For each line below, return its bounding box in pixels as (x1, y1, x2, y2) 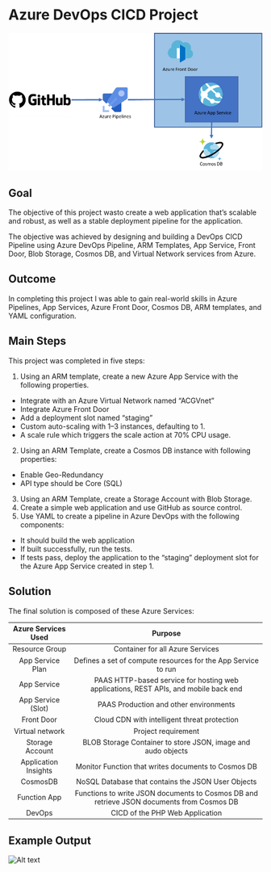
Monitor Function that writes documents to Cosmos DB (75, 761, 258, 771)
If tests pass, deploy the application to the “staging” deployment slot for (19, 552, 260, 562)
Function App (17, 793, 62, 803)
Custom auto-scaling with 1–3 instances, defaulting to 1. (19, 421, 206, 431)
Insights (26, 765, 53, 776)
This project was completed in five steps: (8, 355, 145, 365)
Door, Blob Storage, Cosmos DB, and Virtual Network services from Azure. (8, 249, 256, 259)
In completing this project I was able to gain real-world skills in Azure (8, 293, 238, 304)
